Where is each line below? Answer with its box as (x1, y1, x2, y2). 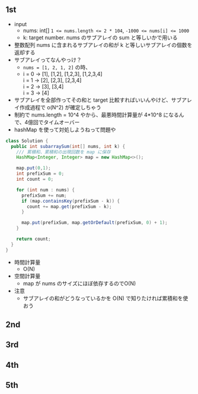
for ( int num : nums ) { (16, 187, 75, 193)
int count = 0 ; (16, 176, 54, 182)
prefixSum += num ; (21, 193, 67, 198)
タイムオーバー (43, 118, 80, 125)
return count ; (16, 236, 51, 242)
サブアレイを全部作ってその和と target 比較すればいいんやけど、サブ (14, 96, 182, 103)
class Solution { (5, 138, 49, 144)
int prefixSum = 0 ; (16, 171, 65, 177)
